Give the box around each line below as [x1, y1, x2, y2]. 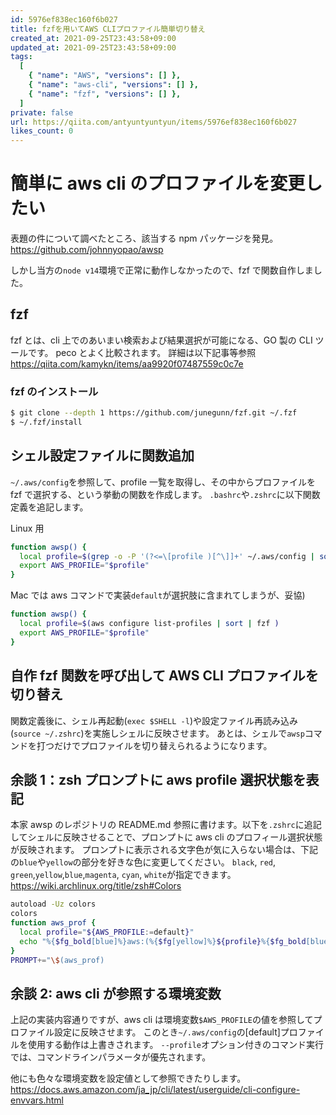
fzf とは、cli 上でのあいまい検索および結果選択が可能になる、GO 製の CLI [10, 334, 313, 346]
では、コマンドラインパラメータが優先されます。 [10, 1051, 212, 1063]
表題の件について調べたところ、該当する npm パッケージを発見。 [10, 232, 279, 245]
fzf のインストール [10, 384, 99, 398]
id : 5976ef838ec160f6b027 [10, 14, 118, 25]
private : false [10, 107, 74, 118]
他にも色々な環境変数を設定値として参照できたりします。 [10, 1072, 247, 1085]
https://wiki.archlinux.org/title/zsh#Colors [10, 880, 182, 892]
